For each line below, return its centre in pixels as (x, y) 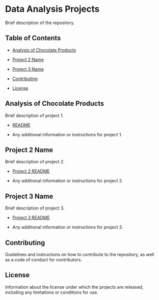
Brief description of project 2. (35, 162)
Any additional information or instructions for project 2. (68, 181)
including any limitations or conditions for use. (52, 292)
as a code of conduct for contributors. (44, 260)
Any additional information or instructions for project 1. (67, 134)
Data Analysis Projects (52, 9)
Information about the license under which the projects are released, (74, 287)
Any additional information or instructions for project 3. (68, 227)
